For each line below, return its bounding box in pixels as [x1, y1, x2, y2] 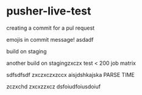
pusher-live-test [6, 4, 91, 18]
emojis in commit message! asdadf [6, 36, 94, 43]
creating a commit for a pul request [6, 24, 95, 31]
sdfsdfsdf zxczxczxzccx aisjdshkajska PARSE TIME [6, 71, 135, 78]
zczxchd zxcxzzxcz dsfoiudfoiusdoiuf [6, 83, 101, 90]
